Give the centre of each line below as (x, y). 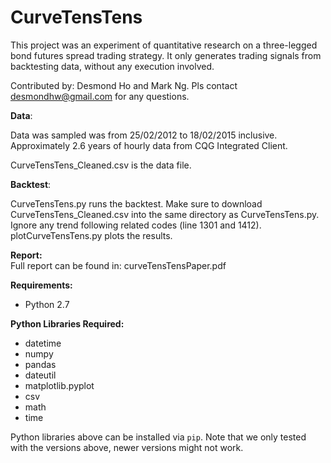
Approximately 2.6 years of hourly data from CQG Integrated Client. (149, 145)
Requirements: (41, 285)
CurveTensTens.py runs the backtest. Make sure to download (136, 203)
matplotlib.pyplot (59, 385)
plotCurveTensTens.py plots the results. (91, 235)
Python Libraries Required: (67, 323)
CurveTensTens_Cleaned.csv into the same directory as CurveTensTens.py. (165, 214)
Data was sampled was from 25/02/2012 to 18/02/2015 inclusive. (144, 135)
